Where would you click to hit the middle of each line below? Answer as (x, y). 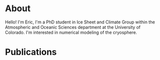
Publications (31, 52)
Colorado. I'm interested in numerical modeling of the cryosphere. (71, 32)
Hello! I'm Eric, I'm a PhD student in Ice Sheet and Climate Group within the (80, 22)
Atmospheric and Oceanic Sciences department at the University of (73, 27)
